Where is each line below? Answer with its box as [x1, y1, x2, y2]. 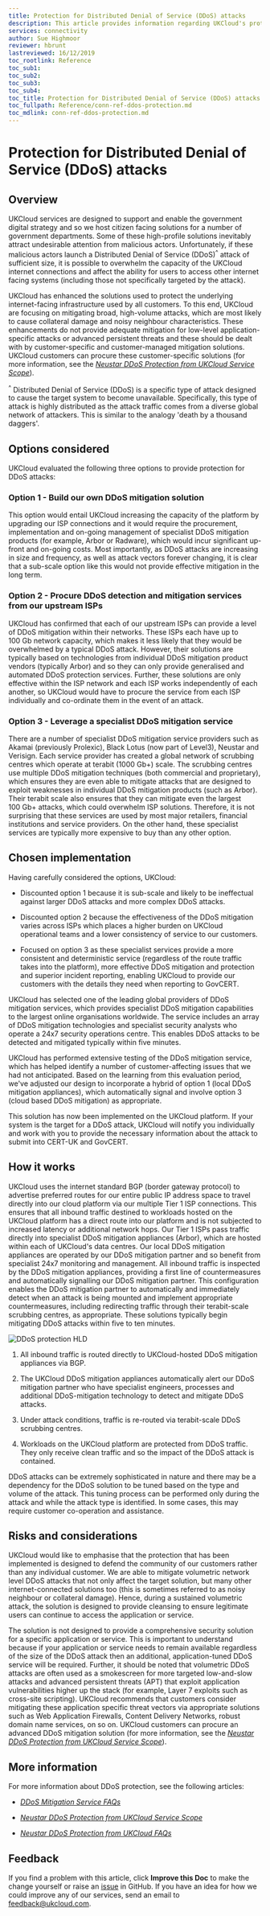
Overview [8, 192, 59, 206]
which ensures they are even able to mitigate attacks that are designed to [8, 777, 252, 787]
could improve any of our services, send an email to [8, 1890, 180, 1900]
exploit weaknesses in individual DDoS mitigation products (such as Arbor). [8, 785, 258, 795]
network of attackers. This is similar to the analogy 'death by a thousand [8, 410, 247, 420]
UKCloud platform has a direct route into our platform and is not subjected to [8, 1215, 262, 1225]
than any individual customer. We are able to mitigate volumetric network [8, 1568, 250, 1577]
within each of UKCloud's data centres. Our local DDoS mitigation [8, 1241, 225, 1251]
